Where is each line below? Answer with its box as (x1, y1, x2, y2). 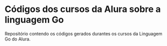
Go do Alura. (4, 36, 31, 42)
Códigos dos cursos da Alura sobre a (4, 3, 161, 15)
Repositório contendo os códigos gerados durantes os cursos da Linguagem (4, 30, 162, 36)
